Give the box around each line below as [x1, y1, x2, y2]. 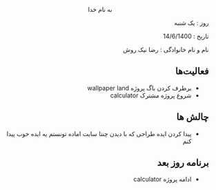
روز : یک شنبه [173, 19, 209, 27]
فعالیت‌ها [175, 66, 209, 77]
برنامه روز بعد [157, 157, 209, 169]
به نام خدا [88, 6, 112, 13]
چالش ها [176, 111, 209, 123]
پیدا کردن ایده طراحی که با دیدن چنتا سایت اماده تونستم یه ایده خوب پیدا [6, 129, 192, 137]
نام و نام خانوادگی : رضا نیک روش [123, 46, 209, 53]
